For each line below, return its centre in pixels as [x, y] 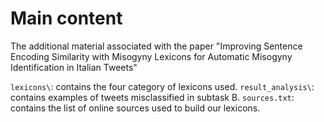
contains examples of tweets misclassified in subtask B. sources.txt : [152, 97]
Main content [66, 18]
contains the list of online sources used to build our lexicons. [135, 108]
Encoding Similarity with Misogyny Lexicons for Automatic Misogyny [151, 56]
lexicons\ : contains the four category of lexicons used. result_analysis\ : [162, 86]
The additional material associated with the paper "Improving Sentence [156, 46]
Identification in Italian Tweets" [74, 67]
